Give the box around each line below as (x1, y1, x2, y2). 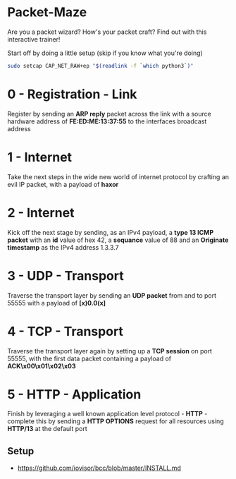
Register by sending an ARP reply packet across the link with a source (7, 109, 211, 118)
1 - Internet (7, 149, 73, 165)
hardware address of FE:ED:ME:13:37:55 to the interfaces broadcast (7, 117, 207, 126)
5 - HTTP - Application (7, 386, 142, 402)
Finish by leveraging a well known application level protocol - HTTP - (7, 410, 208, 418)
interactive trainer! (7, 35, 61, 43)
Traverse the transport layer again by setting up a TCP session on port (7, 346, 213, 355)
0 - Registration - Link (7, 86, 137, 102)
